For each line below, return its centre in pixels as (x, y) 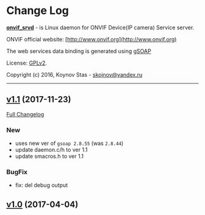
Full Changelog (25, 114)
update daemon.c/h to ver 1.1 (51, 150)
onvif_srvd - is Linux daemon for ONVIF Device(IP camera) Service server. (100, 27)
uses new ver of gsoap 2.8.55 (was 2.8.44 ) (69, 143)
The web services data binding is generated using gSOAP (79, 51)
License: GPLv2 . (27, 63)
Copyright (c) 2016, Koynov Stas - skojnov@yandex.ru (74, 74)
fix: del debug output (41, 185)
